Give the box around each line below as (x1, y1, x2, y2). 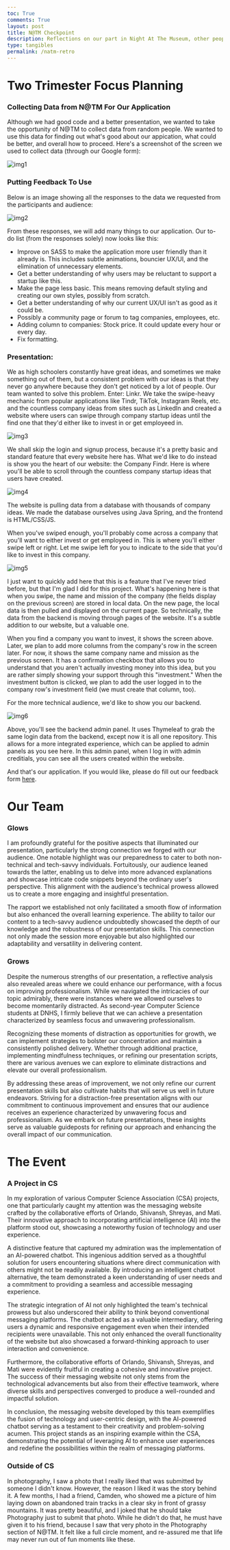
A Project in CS (7, 1178, 58, 1188)
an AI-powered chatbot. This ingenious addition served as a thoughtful (7, 1251, 207, 1259)
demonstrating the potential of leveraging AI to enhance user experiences (7, 1437, 216, 1445)
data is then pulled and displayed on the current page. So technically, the (7, 606, 214, 615)
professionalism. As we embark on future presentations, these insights (7, 1115, 207, 1123)
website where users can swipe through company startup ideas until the (7, 411, 211, 419)
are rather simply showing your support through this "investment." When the (7, 670, 222, 679)
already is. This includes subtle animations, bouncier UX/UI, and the (16, 254, 209, 263)
